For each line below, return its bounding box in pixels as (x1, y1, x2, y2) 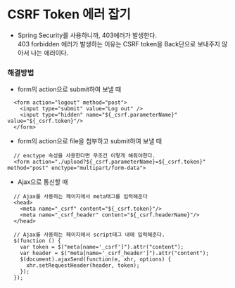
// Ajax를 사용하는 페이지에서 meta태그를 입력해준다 (13, 193, 148, 200)
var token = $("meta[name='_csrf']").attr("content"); (20, 244, 184, 251)
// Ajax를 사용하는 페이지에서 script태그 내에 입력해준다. (13, 231, 165, 239)
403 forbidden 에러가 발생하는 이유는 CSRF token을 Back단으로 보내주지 (17, 39, 220, 48)
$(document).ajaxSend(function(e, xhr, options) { (20, 256, 172, 263)
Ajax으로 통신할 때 (17, 178, 68, 186)
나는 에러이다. (30, 48, 69, 57)
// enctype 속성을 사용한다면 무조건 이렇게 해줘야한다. (13, 152, 156, 159)
